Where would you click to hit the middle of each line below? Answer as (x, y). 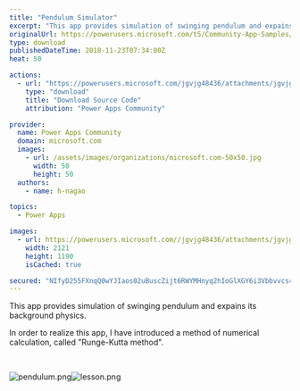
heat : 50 (25, 59)
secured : (25, 281)
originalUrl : (33, 34)
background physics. (48, 316)
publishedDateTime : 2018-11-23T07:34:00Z (87, 51)
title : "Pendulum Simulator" (63, 17)
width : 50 (51, 166)
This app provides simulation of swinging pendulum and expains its (133, 306)
